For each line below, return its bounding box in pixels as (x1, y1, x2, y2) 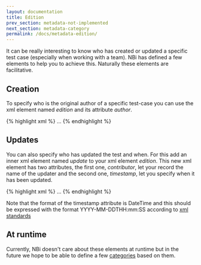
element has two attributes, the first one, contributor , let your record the (6, 163, 184, 170)
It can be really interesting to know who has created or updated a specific (6, 47, 188, 54)
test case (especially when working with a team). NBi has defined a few (6, 54, 182, 61)
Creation (6, 84, 39, 94)
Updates (6, 135, 39, 145)
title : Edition (6, 14, 44, 20)
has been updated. (6, 176, 53, 183)
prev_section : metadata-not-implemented (6, 20, 109, 26)
